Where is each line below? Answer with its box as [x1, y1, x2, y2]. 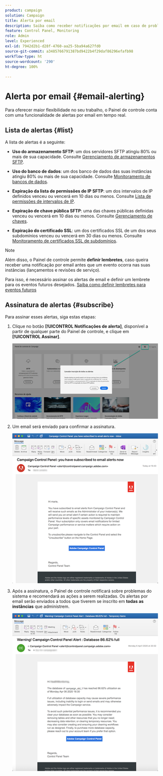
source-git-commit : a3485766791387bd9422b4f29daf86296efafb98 [5, 49, 133, 53]
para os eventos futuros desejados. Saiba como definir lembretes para [5, 282, 146, 287]
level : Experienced [5, 39, 45, 44]
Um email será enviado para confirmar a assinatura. [12, 423, 115, 429]
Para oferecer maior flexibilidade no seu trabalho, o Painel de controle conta [5, 107, 158, 113]
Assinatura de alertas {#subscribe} [5, 301, 114, 309]
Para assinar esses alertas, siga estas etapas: [5, 314, 96, 319]
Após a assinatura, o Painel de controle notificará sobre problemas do [12, 588, 152, 594]
